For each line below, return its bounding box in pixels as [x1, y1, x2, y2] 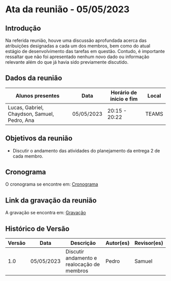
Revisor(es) [134, 240, 163, 247]
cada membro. [12, 153, 43, 159]
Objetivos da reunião [5, 134, 73, 143]
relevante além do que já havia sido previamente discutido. [5, 59, 129, 65]
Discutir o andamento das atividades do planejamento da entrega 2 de [12, 147, 160, 154]
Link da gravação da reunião [5, 196, 97, 205]
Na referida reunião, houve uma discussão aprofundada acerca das [5, 37, 147, 43]
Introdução [5, 24, 41, 33]
